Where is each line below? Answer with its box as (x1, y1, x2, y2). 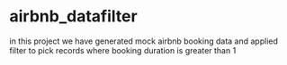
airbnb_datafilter (9, 6, 138, 27)
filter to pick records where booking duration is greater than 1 (9, 45, 237, 55)
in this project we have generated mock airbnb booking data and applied (9, 36, 279, 46)
